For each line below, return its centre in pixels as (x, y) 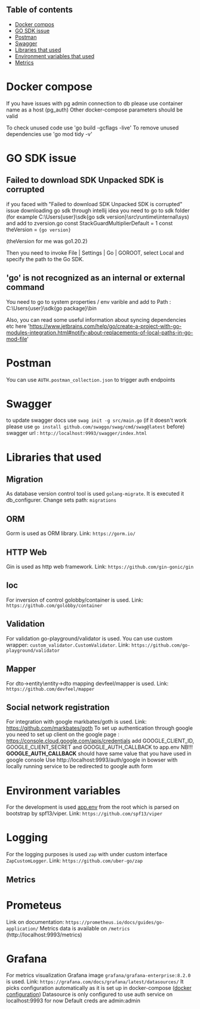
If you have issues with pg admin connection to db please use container (95, 103)
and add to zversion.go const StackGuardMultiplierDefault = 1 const (90, 223)
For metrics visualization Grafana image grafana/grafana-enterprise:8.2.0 (99, 975)
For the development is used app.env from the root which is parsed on (93, 807)
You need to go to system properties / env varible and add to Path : (89, 301)
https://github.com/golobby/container (54, 605)
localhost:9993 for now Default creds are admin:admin (73, 1001)
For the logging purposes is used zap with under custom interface (87, 854)
